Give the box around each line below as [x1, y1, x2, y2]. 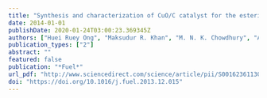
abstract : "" [8, 48, 52, 56]
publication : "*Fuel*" [8, 63, 83, 71]
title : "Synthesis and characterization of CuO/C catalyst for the [8, 11, 237, 20]
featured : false [8, 56, 62, 64]
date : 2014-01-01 [8, 19, 66, 27]
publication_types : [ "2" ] [8, 41, 94, 49]
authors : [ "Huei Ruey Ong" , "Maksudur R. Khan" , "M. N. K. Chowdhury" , [8, 33, 250, 42]
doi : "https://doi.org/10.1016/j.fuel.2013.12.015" [8, 77, 183, 85]
